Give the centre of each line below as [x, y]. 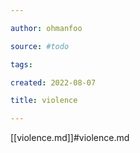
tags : [21, 64]
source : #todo [40, 46]
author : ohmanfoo [46, 28]
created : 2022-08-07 [53, 82]
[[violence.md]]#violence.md [70, 138]
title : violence [44, 101]
